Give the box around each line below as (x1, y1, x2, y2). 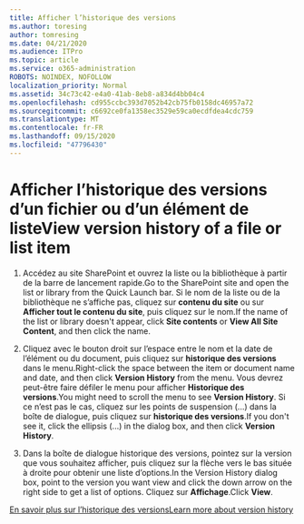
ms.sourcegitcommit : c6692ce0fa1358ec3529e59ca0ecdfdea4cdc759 (9, 106, 254, 116)
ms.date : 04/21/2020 (9, 38, 88, 48)
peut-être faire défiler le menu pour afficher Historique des (22, 381, 245, 392)
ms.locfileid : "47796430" (9, 140, 107, 149)
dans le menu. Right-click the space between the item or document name (22, 362, 295, 373)
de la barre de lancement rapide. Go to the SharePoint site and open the (22, 277, 289, 287)
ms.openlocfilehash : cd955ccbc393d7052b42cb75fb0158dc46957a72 (9, 97, 254, 107)
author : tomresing (9, 30, 79, 39)
